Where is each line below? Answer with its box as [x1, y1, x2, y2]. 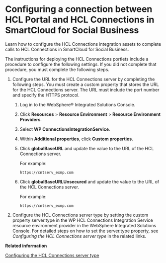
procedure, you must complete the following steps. [5, 66, 109, 73]
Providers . [19, 116, 42, 122]
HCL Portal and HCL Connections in [5, 14, 155, 25]
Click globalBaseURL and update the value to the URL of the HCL [19, 145, 154, 151]
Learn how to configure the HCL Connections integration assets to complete [5, 41, 162, 47]
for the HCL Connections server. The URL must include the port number [12, 87, 160, 92]
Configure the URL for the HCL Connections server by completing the [12, 76, 155, 82]
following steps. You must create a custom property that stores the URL [12, 81, 159, 88]
